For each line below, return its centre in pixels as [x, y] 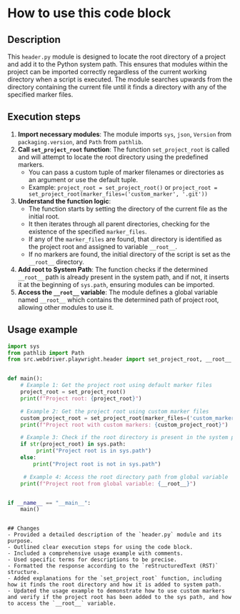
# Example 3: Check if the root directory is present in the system [124, 438]
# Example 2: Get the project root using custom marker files [115, 411]
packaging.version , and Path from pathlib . [80, 141]
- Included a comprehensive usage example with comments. [95, 554]
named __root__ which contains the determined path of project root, [118, 300]
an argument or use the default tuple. [83, 179]
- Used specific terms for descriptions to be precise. [92, 560]
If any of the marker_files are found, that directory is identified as [125, 239]
